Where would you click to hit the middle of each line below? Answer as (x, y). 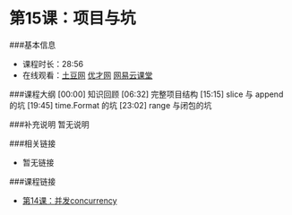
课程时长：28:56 (53, 64)
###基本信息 (33, 45)
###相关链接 (33, 143)
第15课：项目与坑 (73, 18)
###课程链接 (33, 181)
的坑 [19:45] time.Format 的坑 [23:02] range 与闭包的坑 (111, 105)
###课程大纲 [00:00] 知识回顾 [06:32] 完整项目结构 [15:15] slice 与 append (146, 94)
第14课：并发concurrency (70, 200)
